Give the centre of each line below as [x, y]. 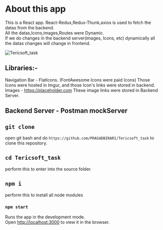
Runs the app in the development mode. [45, 217]
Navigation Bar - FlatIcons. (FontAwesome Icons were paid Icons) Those [78, 80]
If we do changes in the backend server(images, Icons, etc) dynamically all [80, 38]
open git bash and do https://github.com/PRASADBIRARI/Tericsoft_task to [80, 138]
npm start [17, 207]
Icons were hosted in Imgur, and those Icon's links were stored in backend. [80, 85]
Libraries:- [21, 68]
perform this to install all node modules [44, 195]
